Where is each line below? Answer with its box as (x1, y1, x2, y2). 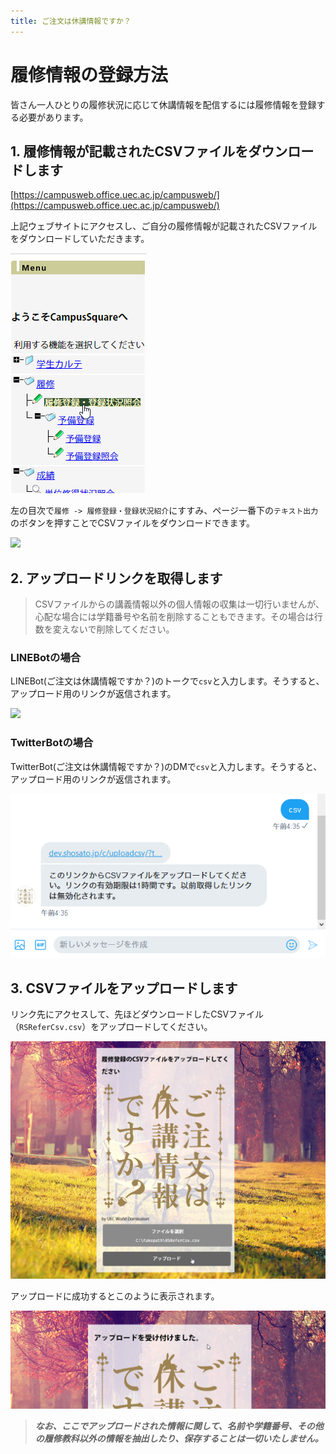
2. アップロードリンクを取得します (10, 570, 223, 587)
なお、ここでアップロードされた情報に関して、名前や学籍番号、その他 (34, 1420, 324, 1432)
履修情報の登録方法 (10, 63, 169, 86)
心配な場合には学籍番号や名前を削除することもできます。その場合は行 (34, 611, 323, 623)
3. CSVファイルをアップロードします (10, 980, 238, 997)
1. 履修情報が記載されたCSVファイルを (10, 143, 249, 160)
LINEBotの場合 (10, 651, 82, 665)
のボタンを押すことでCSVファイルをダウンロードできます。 (10, 517, 256, 529)
